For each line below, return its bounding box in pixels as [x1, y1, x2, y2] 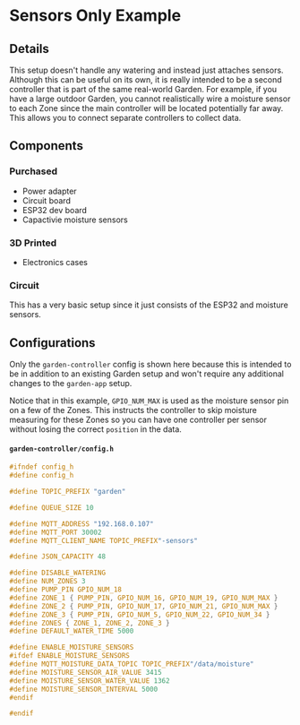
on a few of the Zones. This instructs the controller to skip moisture [9, 405, 257, 416]
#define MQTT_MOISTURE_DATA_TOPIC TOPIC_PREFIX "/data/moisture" [9, 660, 254, 669]
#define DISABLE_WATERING [9, 568, 106, 578]
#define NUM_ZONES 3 [9, 577, 87, 586]
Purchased [9, 165, 58, 177]
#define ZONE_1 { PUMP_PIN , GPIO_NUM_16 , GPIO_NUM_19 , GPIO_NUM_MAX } [9, 593, 279, 602]
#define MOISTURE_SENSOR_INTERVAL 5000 [9, 685, 159, 694]
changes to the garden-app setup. [9, 378, 133, 389]
